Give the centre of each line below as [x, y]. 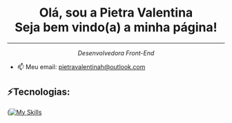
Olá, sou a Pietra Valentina [116, 13]
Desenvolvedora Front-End [116, 53]
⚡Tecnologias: [39, 92]
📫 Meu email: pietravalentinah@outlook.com [81, 66]
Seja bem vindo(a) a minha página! [116, 27]
